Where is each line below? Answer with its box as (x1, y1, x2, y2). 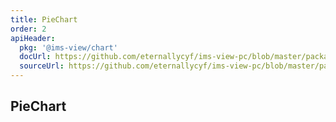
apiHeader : (10, 33, 56, 43)
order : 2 (10, 24, 47, 34)
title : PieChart (10, 14, 78, 25)
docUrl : (19, 52, 52, 62)
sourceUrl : (19, 61, 65, 71)
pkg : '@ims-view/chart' (19, 42, 118, 53)
